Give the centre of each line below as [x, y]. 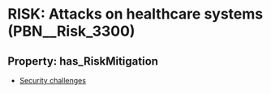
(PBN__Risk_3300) [71, 31]
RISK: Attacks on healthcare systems [135, 14]
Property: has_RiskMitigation [83, 61]
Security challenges [53, 80]
